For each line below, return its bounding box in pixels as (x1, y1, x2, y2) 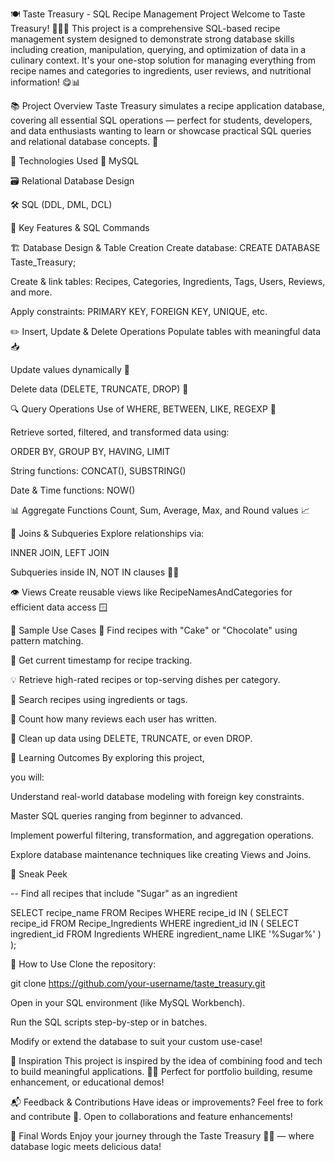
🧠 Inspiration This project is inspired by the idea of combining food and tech (10, 1055, 323, 1067)
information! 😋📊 (10, 76, 81, 88)
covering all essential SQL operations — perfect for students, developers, (10, 114, 313, 126)
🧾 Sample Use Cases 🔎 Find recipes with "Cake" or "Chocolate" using (10, 624, 298, 636)
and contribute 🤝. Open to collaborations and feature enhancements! (10, 1111, 293, 1122)
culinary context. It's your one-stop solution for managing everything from (10, 54, 317, 66)
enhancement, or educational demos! (10, 1076, 165, 1088)
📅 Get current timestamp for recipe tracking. (10, 654, 193, 666)
